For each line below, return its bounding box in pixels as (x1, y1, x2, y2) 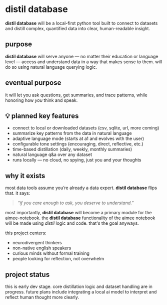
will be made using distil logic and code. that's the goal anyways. (5, 220, 139, 226)
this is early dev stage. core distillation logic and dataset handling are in (5, 283, 152, 289)
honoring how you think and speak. (5, 97, 78, 103)
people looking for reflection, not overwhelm (12, 256, 104, 262)
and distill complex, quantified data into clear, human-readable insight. (5, 25, 150, 31)
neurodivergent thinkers (12, 240, 62, 246)
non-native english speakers (12, 245, 71, 251)
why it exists (5, 172, 45, 180)
